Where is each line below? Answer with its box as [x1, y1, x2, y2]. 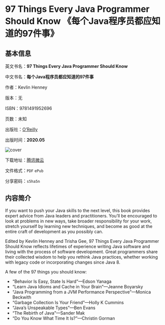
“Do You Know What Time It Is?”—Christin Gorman [12, 315, 115, 321]
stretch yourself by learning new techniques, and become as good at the [5, 223, 153, 229]
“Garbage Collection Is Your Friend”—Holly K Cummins [12, 299, 124, 305]
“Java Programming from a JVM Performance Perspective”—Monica [12, 289, 151, 295]
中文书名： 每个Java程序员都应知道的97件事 [5, 74, 94, 80]
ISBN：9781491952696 [5, 106, 52, 111]
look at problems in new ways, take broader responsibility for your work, [5, 218, 152, 224]
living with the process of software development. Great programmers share [5, 249, 158, 255]
